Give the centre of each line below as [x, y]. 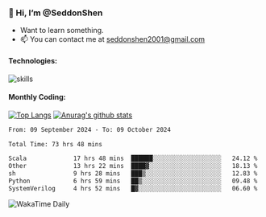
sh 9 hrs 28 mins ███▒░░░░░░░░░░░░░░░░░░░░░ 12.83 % [133, 174]
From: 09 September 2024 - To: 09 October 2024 [90, 129]
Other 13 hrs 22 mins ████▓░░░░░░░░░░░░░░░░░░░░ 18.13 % [133, 166]
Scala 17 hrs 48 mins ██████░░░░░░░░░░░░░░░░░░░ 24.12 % [133, 159]
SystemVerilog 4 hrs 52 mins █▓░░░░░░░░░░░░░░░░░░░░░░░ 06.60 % [133, 188]
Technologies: [33, 60]
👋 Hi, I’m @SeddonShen [56, 13]
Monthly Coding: [37, 97]
